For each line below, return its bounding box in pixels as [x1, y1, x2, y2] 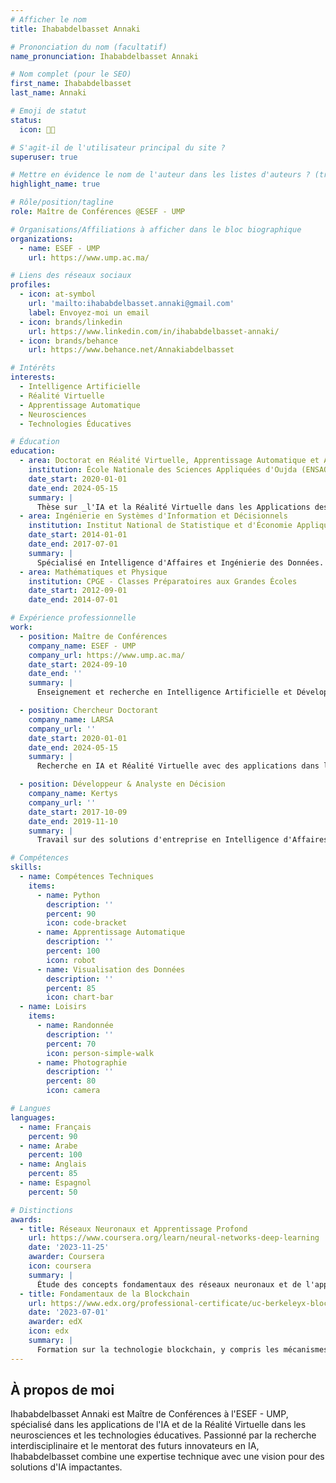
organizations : [10, 234, 74, 244]
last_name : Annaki [10, 88, 87, 98]
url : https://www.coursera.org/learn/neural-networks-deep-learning [28, 1233, 320, 1243]
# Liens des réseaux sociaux [10, 271, 132, 281]
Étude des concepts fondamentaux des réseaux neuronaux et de [36, 1279, 302, 1290]
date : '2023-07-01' [28, 1307, 110, 1318]
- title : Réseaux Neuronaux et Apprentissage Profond [19, 1224, 248, 1234]
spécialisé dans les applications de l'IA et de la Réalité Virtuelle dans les [10, 1419, 307, 1431]
